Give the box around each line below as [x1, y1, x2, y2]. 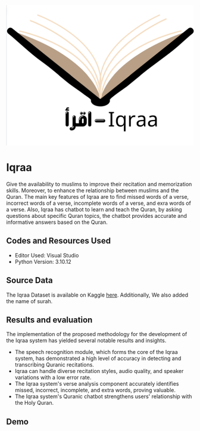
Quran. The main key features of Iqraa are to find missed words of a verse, [6, 193, 189, 200]
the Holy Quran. [14, 399, 54, 407]
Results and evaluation [6, 315, 93, 325]
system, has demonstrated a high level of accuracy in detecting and [14, 355, 182, 362]
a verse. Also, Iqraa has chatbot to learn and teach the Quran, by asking [6, 205, 183, 213]
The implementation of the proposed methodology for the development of [6, 331, 187, 338]
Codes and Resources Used [6, 236, 111, 246]
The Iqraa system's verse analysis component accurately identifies [14, 380, 179, 387]
